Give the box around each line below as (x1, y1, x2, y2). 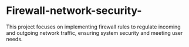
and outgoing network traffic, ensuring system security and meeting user (6, 29, 183, 36)
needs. (6, 35, 23, 42)
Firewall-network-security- (6, 4, 142, 17)
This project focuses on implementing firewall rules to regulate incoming (6, 23, 181, 30)
